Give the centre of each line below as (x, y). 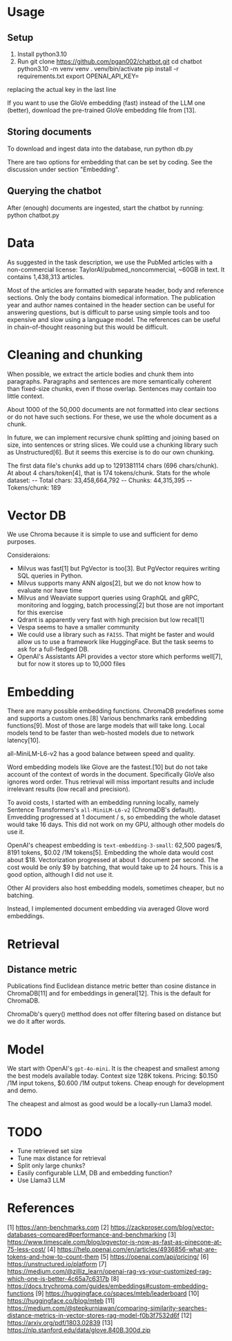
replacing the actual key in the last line (62, 89)
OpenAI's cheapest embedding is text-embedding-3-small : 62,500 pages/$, (115, 845)
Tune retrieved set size (50, 1151)
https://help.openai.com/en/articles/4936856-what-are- (137, 1249)
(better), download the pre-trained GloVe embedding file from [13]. (102, 110)
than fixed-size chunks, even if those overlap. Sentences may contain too (112, 388)
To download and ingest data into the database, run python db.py (100, 149)
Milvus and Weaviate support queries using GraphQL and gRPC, (108, 598)
